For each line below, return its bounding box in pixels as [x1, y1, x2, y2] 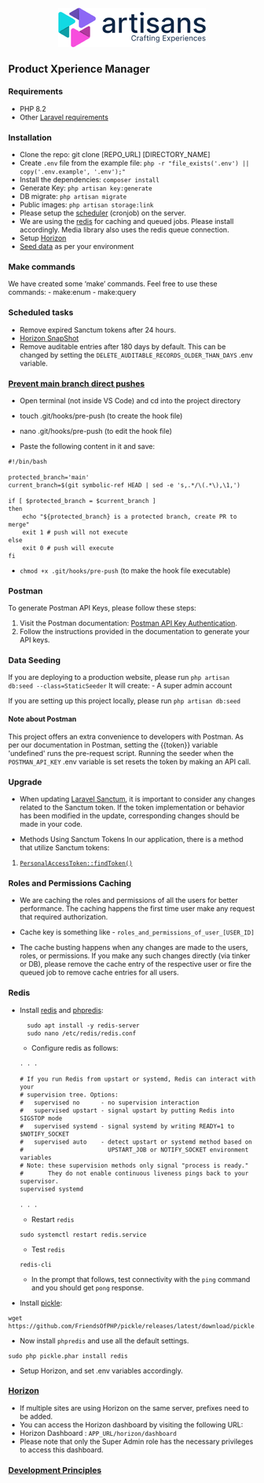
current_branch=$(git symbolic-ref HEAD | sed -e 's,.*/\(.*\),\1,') [8, 481, 241, 489]
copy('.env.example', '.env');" [19, 167, 126, 176]
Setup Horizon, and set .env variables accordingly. [19, 1366, 183, 1375]
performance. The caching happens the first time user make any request [19, 904, 255, 913]
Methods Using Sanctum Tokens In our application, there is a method [19, 834, 244, 844]
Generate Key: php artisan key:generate [19, 183, 152, 193]
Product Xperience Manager [8, 63, 151, 76]
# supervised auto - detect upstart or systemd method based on [19, 1138, 253, 1146]
